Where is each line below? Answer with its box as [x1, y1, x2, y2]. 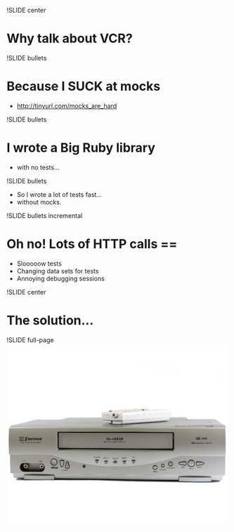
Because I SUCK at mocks [6, 79, 161, 94]
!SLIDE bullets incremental [6, 211, 83, 220]
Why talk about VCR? [6, 31, 133, 46]
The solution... [6, 312, 94, 328]
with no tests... [16, 163, 60, 171]
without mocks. [16, 197, 62, 206]
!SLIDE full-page [6, 335, 54, 344]
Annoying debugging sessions [16, 274, 105, 283]
